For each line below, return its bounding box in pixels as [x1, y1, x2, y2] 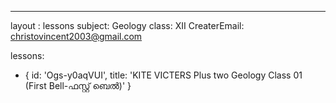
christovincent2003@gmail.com [10, 31, 143, 42]
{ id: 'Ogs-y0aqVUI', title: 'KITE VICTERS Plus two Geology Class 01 [24, 69, 303, 81]
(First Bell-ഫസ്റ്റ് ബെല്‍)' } [24, 80, 132, 91]
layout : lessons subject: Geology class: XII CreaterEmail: [10, 20, 245, 31]
